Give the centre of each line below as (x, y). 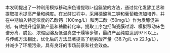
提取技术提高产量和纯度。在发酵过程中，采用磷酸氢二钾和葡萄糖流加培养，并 (85, 14)
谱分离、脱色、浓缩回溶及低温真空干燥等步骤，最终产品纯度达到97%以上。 (83, 33)
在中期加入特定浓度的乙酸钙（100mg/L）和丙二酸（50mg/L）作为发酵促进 (82, 20)
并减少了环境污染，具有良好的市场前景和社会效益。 (58, 45)
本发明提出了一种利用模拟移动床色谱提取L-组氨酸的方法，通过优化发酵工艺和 (85, 7)
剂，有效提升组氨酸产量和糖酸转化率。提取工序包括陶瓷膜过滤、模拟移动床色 (85, 26)
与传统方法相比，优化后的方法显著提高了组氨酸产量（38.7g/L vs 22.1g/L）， (83, 39)
